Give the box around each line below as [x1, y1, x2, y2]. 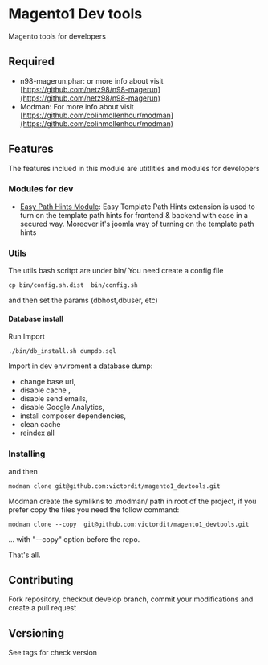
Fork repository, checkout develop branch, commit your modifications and [8, 594, 254, 604]
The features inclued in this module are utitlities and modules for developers [8, 163, 260, 173]
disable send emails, [19, 394, 88, 404]
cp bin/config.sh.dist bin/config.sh [8, 281, 138, 289]
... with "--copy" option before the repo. [8, 534, 140, 544]
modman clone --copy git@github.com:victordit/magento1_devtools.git [8, 520, 250, 528]
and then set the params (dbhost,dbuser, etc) [8, 295, 158, 306]
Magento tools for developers [8, 31, 107, 41]
